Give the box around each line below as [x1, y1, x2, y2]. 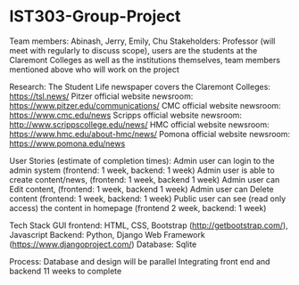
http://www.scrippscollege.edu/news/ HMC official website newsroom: [9, 118, 270, 130]
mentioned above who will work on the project [9, 64, 180, 75]
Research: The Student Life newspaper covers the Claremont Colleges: [9, 81, 270, 92]
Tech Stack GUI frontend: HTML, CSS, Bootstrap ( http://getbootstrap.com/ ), [9, 220, 288, 231]
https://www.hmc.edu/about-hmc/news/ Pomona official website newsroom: [9, 128, 291, 139]
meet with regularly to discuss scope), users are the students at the [9, 45, 258, 55]
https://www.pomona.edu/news [9, 138, 126, 149]
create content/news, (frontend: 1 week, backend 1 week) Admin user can [9, 174, 280, 184]
